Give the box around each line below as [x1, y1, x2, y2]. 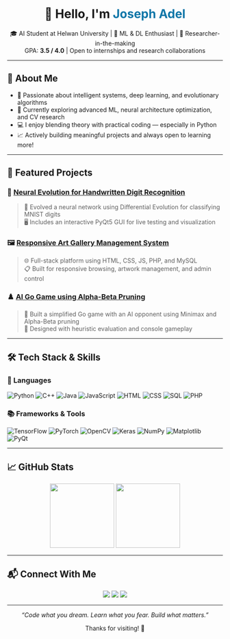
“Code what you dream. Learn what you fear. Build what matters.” [21, 610, 209, 619]
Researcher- [184, 29, 220, 37]
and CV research [16, 112, 65, 121]
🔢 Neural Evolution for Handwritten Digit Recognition [7, 188, 186, 197]
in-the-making [94, 39, 136, 47]
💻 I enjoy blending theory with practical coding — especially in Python [16, 120, 217, 129]
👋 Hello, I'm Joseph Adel [44, 6, 186, 22]
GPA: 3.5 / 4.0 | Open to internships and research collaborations [24, 46, 206, 54]
